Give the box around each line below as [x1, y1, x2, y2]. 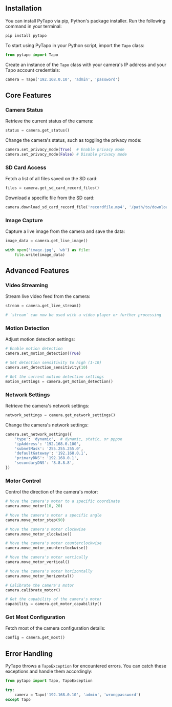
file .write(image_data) [14, 252, 66, 258]
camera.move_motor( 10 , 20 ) [5, 504, 63, 509]
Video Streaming [5, 282, 48, 289]
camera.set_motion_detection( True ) [5, 351, 81, 356]
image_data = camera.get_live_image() [5, 238, 88, 244]
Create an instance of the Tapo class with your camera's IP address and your [5, 61, 166, 68]
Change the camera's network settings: [5, 422, 89, 428]
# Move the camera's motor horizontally [5, 568, 93, 574]
